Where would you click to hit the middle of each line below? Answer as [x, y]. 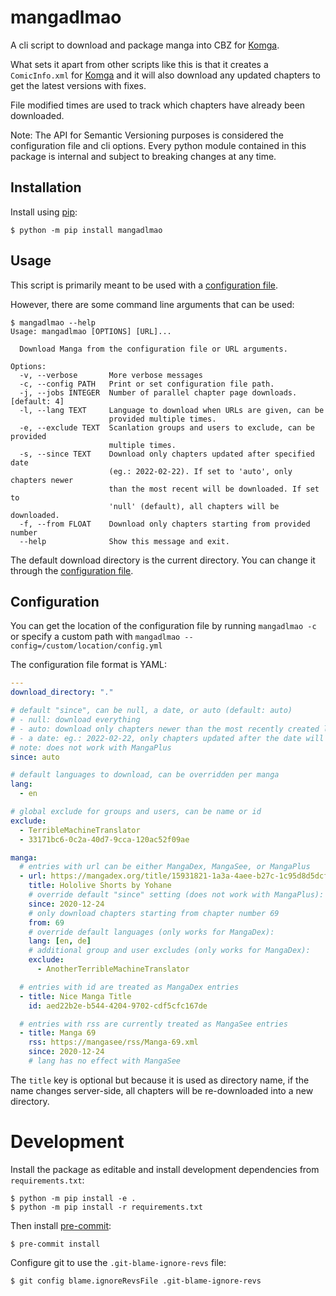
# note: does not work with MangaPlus [91, 747]
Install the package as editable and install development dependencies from [165, 1169]
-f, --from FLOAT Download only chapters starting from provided [165, 524]
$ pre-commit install [55, 1244]
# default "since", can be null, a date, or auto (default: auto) [151, 711]
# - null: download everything [75, 720]
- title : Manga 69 [58, 1033]
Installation [46, 187]
